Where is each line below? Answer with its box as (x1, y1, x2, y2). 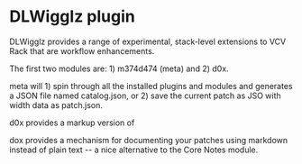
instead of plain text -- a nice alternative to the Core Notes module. (9, 144, 259, 155)
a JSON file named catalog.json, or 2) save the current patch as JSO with (9, 90, 281, 101)
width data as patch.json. (9, 99, 104, 110)
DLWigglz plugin (9, 6, 135, 27)
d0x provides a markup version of (9, 117, 135, 128)
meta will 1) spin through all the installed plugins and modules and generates (9, 80, 293, 91)
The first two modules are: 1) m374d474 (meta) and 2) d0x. (9, 63, 229, 74)
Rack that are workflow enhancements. (9, 45, 155, 56)
